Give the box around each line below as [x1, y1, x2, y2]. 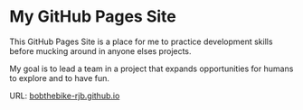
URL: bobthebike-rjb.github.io [9, 90, 120, 101]
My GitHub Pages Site [9, 6, 176, 27]
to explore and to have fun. [9, 72, 110, 83]
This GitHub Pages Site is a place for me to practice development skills [9, 36, 273, 47]
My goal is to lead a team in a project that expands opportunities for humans [9, 63, 294, 74]
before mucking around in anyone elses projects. [9, 45, 192, 56]
